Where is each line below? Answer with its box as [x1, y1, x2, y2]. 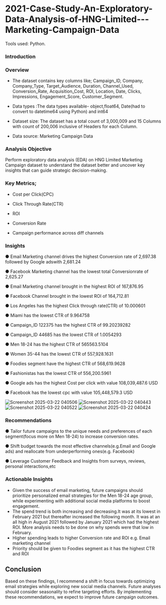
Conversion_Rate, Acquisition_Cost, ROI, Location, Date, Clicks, [12, 88, 142, 95]
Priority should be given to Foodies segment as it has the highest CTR [12, 545, 155, 551]
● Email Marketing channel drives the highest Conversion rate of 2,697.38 [5, 253, 157, 259]
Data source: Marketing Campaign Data [12, 133, 93, 139]
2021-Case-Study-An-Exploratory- [5, 3, 153, 14]
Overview [5, 66, 29, 73]
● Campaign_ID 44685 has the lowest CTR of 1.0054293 [5, 332, 122, 338]
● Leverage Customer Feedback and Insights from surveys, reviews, [5, 458, 146, 464]
